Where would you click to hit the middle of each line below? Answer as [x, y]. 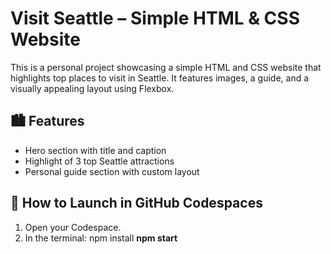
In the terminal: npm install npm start [101, 238]
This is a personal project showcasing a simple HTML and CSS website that [166, 67]
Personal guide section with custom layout [112, 171]
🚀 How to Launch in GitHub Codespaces [136, 203]
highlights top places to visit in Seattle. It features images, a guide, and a [160, 78]
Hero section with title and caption [95, 150]
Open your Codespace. [73, 227]
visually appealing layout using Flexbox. [92, 88]
